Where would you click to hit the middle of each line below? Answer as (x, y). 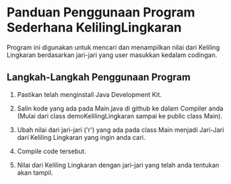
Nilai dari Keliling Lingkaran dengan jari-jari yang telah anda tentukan (118, 165)
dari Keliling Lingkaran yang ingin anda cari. (81, 137)
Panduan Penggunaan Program (101, 12)
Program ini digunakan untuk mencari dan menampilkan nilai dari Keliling (113, 47)
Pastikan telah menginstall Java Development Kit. (89, 94)
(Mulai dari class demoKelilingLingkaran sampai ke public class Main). (119, 116)
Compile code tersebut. (52, 151)
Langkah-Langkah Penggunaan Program (99, 77)
